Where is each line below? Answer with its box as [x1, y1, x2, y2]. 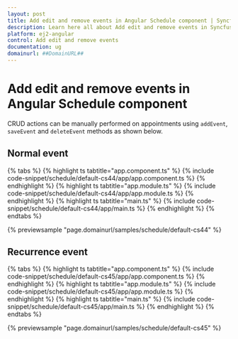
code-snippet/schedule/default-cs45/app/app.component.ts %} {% [7, 272, 205, 281]
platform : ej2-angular [7, 30, 74, 38]
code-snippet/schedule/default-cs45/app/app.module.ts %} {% [7, 287, 194, 296]
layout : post [7, 10, 46, 18]
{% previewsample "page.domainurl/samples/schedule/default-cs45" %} [7, 324, 222, 333]
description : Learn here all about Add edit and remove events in [7, 23, 208, 31]
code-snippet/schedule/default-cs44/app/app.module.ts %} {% [7, 189, 194, 198]
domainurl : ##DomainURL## [7, 50, 84, 58]
